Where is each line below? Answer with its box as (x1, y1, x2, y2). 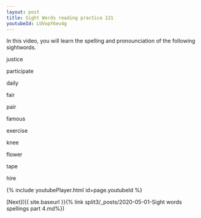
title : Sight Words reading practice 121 (6, 15, 114, 21)
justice (6, 56, 23, 63)
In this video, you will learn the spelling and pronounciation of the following (6, 37, 195, 45)
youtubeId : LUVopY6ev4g (6, 20, 67, 26)
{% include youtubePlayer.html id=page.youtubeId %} (6, 187, 143, 194)
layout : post (6, 9, 40, 15)
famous (6, 115, 26, 123)
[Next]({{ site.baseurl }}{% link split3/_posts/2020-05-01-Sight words (6, 198, 183, 206)
